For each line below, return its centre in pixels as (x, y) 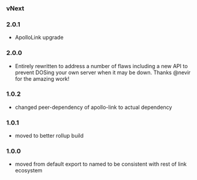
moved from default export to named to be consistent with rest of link (101, 164)
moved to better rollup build (49, 136)
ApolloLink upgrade (39, 38)
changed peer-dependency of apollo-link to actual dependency (93, 107)
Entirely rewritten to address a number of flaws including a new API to (101, 66)
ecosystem (29, 170)
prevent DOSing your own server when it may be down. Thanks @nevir (103, 72)
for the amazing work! (42, 78)
